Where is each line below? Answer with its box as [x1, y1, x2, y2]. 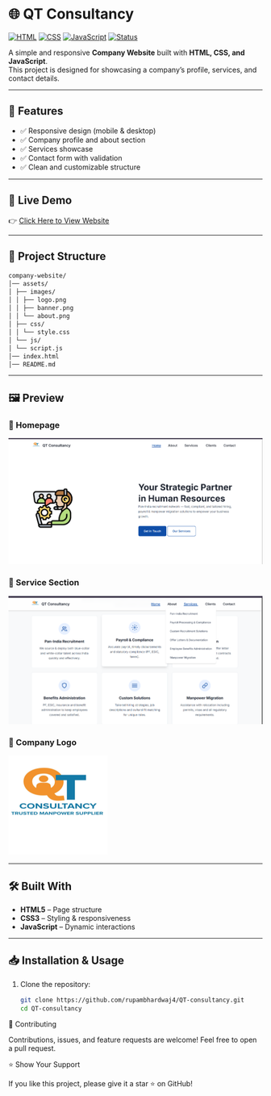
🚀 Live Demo [8, 194, 73, 207]
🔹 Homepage [8, 419, 60, 430]
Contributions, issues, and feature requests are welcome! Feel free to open [8, 1035, 257, 1044]
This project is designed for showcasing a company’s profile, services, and [8, 65, 257, 74]
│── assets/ [8, 280, 48, 288]
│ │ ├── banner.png [8, 304, 74, 312]
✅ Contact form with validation [19, 153, 123, 162]
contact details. [8, 73, 60, 83]
